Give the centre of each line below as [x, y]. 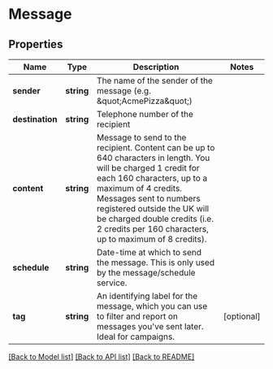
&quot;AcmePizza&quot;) [144, 101]
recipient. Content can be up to [156, 148]
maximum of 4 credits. [139, 188]
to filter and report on [137, 316]
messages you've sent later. [150, 326]
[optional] [242, 316]
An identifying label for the [147, 296]
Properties [36, 44]
